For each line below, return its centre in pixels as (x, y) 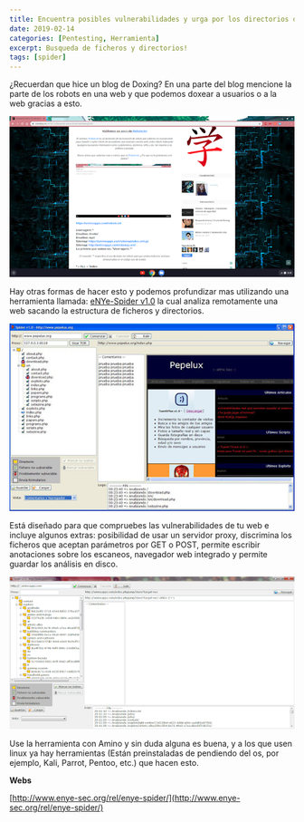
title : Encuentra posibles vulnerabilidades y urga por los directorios (149, 19)
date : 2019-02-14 (42, 29)
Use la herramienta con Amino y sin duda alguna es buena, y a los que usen (151, 743)
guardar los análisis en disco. (64, 564)
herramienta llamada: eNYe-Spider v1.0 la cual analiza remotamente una (144, 301)
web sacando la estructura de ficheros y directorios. (107, 310)
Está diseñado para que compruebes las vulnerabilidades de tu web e (139, 526)
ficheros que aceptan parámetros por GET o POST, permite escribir (135, 545)
